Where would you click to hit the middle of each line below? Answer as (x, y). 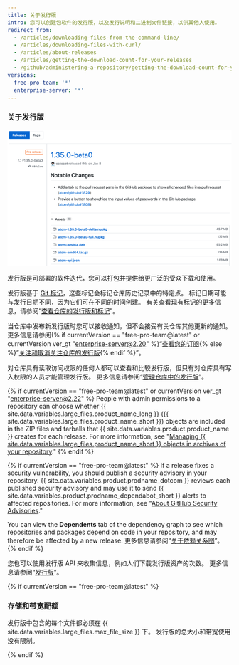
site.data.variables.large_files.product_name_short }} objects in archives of (117, 444)
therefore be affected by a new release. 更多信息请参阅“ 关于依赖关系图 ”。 (116, 540)
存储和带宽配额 (33, 606)
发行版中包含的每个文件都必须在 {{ (58, 623)
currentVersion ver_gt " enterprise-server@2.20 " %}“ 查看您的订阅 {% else (115, 344)
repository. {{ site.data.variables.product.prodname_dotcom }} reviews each (119, 480)
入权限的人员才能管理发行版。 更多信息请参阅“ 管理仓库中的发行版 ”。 (108, 377)
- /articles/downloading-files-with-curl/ (78, 45)
